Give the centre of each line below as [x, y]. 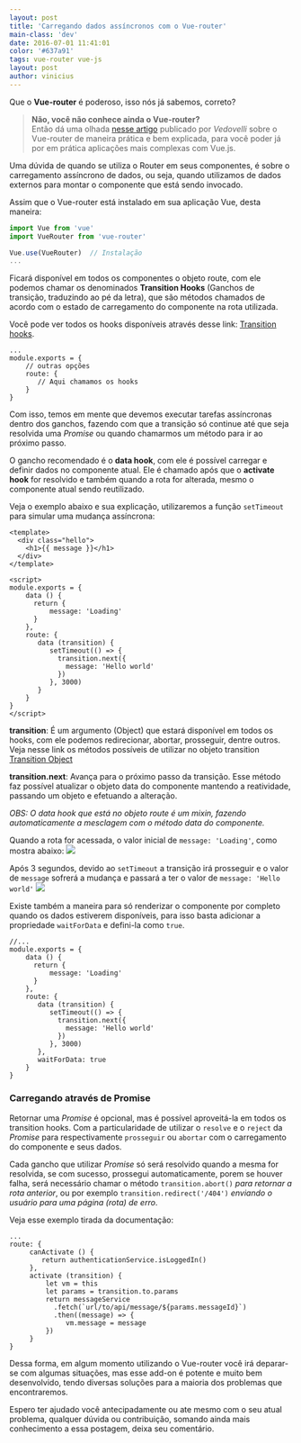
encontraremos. [39, 1392]
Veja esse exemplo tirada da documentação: [91, 1220]
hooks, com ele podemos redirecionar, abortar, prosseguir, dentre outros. [145, 740]
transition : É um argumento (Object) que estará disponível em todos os [142, 731]
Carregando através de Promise [80, 1098]
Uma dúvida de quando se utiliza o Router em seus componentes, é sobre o [150, 165]
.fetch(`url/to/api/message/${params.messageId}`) [150, 1307]
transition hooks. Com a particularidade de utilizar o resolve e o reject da [146, 1127]
